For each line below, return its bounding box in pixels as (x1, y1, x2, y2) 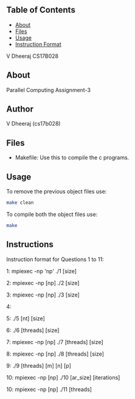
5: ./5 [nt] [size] (6, 314, 46, 322)
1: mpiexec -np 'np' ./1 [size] (6, 267, 77, 275)
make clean (6, 199, 34, 206)
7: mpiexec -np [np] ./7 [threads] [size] (6, 338, 103, 345)
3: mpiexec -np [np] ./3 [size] (6, 291, 80, 298)
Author (6, 104, 33, 115)
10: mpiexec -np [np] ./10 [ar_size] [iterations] (6, 373, 120, 381)
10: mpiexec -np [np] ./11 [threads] (6, 386, 92, 393)
